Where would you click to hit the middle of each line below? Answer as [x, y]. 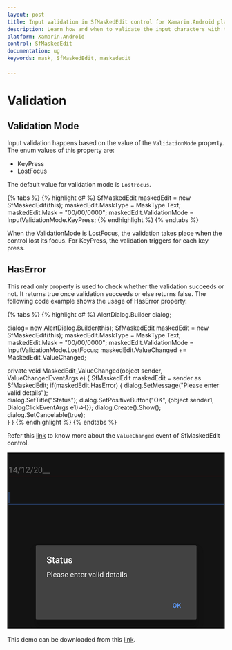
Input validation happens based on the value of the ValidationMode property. [116, 142]
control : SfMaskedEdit [40, 44]
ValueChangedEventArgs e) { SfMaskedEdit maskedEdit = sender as [104, 378]
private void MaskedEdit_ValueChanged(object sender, [85, 371]
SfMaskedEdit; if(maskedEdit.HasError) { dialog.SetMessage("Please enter [113, 385]
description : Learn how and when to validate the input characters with [114, 29]
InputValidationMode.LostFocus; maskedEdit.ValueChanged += [97, 350]
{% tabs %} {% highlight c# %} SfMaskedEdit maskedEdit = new [99, 198]
